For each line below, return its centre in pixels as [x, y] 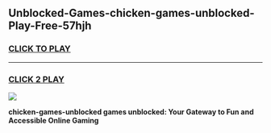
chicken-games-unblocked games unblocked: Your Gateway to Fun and [131, 111]
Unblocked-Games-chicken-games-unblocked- [132, 13]
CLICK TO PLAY [40, 49]
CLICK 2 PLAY [36, 79]
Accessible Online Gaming [54, 120]
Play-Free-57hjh [50, 26]
